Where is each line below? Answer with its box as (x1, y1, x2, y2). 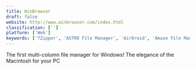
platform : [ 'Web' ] (6, 30, 51, 36)
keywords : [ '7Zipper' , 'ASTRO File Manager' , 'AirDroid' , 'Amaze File (6, 35, 181, 41)
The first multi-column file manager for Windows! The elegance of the (6, 51, 174, 58)
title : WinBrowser (6, 8, 51, 14)
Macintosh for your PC (6, 57, 60, 64)
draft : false (6, 14, 38, 20)
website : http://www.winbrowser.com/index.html (6, 19, 124, 25)
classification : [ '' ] (6, 24, 59, 31)
